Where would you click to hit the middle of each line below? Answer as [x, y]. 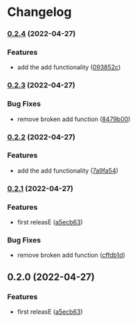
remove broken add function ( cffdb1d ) [71, 255]
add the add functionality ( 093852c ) [69, 67]
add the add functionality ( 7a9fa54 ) [68, 170]
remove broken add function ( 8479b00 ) [74, 119]
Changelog [39, 12]
